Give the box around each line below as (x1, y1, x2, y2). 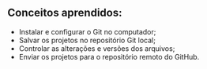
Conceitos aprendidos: (7, 6, 123, 20)
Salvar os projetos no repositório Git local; (18, 35, 156, 45)
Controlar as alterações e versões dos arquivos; (18, 43, 175, 53)
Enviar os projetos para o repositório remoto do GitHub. (18, 52, 200, 61)
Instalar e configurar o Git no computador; (18, 27, 156, 36)
